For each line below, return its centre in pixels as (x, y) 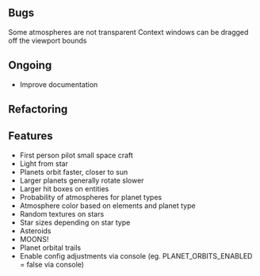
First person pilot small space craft (76, 155)
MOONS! (34, 239)
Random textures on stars (62, 214)
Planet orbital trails (50, 248)
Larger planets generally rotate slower (82, 180)
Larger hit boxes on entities (64, 188)
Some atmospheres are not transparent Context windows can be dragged (128, 32)
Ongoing (30, 65)
